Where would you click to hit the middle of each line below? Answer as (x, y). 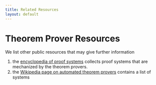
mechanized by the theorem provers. (50, 67)
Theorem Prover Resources (63, 39)
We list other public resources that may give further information (70, 52)
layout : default (22, 14)
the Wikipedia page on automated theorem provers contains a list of (81, 72)
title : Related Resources (32, 10)
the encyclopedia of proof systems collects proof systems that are (80, 61)
